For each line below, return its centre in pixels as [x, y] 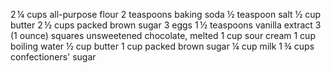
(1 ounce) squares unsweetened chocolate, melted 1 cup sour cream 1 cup [163, 35]
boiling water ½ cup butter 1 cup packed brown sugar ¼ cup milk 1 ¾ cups [162, 46]
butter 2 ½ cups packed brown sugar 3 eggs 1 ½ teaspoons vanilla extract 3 [166, 25]
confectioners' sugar [53, 57]
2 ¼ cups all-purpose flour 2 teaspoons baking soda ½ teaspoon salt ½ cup [166, 14]
